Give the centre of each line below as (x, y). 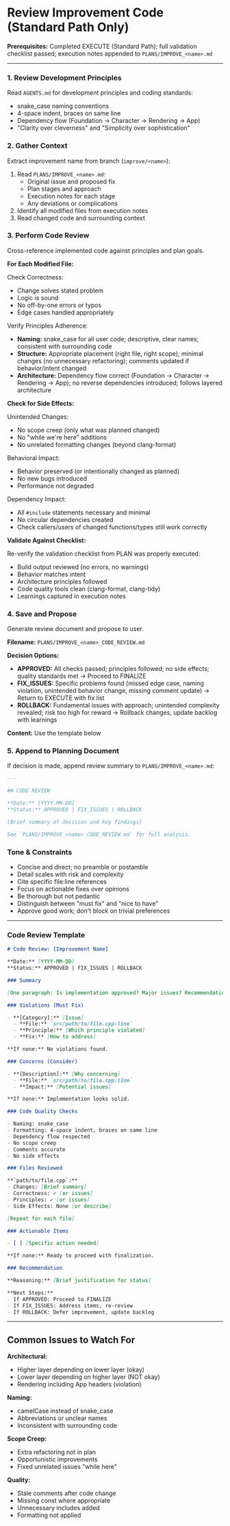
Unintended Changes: (38, 416)
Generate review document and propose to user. (75, 629)
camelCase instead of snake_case (65, 1411)
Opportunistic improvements (57, 1459)
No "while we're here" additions (62, 437)
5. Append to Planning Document (63, 751)
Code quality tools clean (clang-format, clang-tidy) (89, 589)
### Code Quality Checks (42, 1112)
